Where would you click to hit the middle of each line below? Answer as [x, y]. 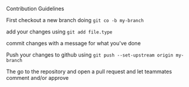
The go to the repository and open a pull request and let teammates [89, 72]
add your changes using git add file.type [59, 32]
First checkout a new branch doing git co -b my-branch [75, 20]
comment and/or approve [38, 78]
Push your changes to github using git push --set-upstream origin [90, 55]
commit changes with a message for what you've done [74, 43]
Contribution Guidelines [35, 9]
